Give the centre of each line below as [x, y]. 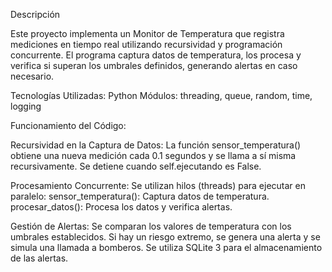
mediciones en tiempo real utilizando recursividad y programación [146, 44]
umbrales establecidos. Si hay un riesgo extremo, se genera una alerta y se [165, 237]
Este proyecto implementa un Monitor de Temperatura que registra [147, 33]
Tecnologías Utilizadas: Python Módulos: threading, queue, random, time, [161, 95]
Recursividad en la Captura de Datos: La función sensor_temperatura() [156, 145]
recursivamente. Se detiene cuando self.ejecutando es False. [136, 166]
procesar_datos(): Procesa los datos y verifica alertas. [121, 207]
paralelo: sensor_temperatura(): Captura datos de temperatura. [140, 196]
